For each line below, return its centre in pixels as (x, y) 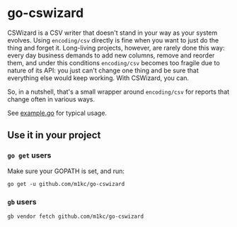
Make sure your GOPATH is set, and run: (66, 171)
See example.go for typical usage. (57, 113)
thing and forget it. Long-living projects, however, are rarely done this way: (116, 48)
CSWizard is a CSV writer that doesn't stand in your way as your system (112, 33)
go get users (29, 155)
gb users (22, 201)
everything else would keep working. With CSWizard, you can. (98, 78)
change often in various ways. (51, 99)
